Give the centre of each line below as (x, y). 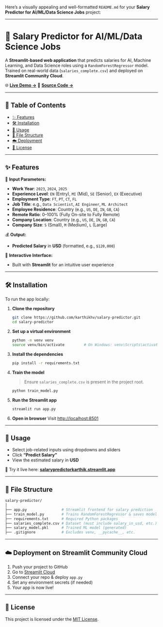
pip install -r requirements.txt (46, 363)
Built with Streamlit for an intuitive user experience (63, 264)
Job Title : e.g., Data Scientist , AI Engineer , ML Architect (70, 204)
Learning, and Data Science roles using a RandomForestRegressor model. (77, 65)
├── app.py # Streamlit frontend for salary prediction (79, 510)
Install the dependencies (38, 354)
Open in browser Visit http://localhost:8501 (55, 418)
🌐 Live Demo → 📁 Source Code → (39, 85)
